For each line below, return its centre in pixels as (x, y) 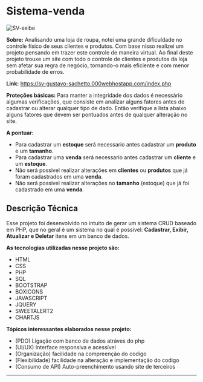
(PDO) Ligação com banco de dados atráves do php (80, 341)
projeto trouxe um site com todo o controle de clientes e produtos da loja (97, 59)
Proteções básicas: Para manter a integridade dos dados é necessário (95, 95)
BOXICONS (29, 291)
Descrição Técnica (42, 209)
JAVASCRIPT (31, 298)
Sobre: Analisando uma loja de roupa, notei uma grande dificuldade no (94, 39)
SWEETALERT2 (34, 311)
